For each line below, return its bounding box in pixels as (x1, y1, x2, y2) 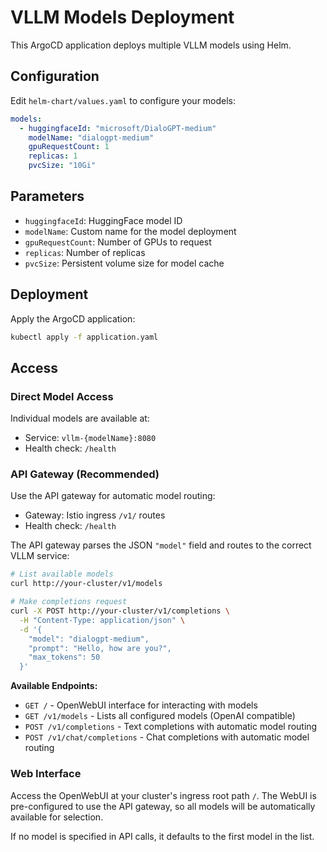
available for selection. (10, 811, 104, 823)
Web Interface (10, 767, 82, 781)
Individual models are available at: (10, 412, 150, 425)
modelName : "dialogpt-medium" (28, 132, 155, 143)
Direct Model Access (10, 389, 114, 403)
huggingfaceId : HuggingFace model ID (24, 214, 183, 226)
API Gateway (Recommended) (10, 467, 160, 481)
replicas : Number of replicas (24, 246, 146, 258)
